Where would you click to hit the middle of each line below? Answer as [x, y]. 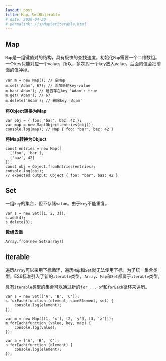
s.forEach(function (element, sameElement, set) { [59, 301]
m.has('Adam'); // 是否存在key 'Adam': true [51, 91]
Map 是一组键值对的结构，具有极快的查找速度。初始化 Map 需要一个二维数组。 [82, 57]
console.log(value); [36, 327]
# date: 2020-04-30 [26, 19]
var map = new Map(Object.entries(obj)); [49, 125]
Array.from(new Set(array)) [35, 241]
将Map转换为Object [26, 139]
